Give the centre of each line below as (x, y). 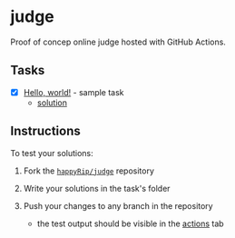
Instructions (45, 131)
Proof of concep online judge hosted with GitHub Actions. (118, 42)
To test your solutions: (52, 153)
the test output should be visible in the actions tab (131, 223)
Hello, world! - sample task (74, 92)
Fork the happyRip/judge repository (89, 171)
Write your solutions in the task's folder (97, 188)
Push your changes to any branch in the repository (118, 205)
